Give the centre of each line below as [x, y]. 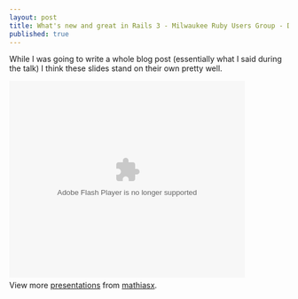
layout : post [33, 17]
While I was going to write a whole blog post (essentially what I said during [145, 59]
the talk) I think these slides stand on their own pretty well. [116, 68]
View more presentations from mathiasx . [83, 286]
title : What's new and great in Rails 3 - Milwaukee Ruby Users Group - [146, 26]
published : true [39, 34]
